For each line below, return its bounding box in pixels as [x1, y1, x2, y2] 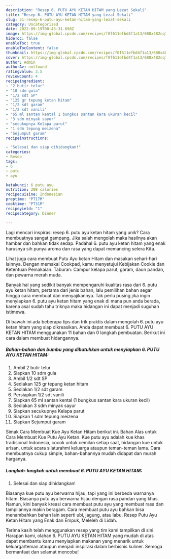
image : [6, 31, 20, 36]
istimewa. [6, 309, 26, 315]
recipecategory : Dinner [6, 211, 56, 216]
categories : [6, 149, 31, 155]
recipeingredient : [6, 79, 45, 84]
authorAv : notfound [6, 64, 47, 69]
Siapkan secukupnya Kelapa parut [13, 408, 85, 414]
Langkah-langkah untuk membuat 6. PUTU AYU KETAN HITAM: [6, 468, 143, 474]
